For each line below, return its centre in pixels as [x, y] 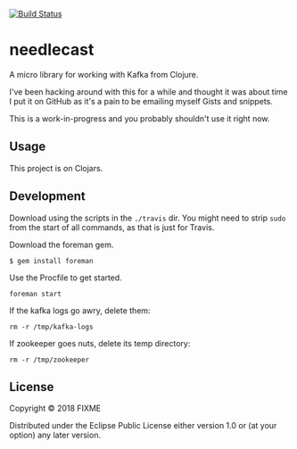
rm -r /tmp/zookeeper [49, 360]
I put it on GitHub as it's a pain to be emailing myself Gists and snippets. [141, 101]
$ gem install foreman [51, 261]
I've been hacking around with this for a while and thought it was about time [148, 91]
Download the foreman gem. [62, 245]
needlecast [52, 50]
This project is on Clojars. [56, 168]
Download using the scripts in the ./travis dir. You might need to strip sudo [148, 218]
